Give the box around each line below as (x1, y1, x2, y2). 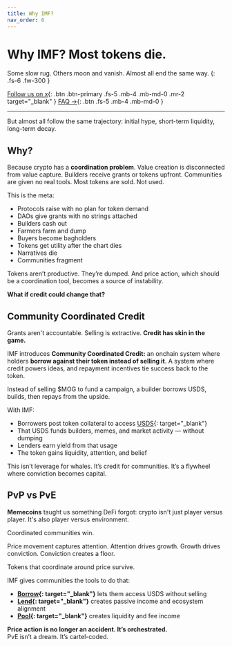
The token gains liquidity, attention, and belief (17, 449, 147, 457)
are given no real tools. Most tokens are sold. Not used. (7, 178, 164, 186)
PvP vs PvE (7, 490, 57, 501)
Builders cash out (17, 219, 68, 228)
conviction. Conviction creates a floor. (7, 549, 115, 557)
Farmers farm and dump (17, 226, 86, 235)
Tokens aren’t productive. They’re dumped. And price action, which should (7, 269, 220, 278)
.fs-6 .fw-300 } (7, 77, 50, 85)
